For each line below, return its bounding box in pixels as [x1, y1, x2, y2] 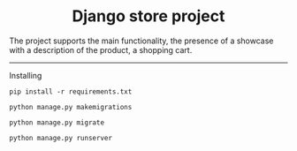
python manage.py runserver [9, 133, 113, 142]
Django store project [72, 6, 225, 26]
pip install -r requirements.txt [9, 87, 133, 96]
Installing [9, 70, 42, 80]
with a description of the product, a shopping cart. [9, 44, 193, 55]
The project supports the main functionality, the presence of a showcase [9, 35, 274, 46]
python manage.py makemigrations [9, 102, 133, 111]
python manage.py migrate [9, 117, 104, 127]
